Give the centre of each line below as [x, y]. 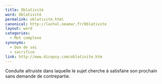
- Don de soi [23, 47]
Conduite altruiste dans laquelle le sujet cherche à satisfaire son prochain [81, 71]
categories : [18, 33]
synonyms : [16, 43]
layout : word [19, 29]
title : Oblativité [24, 10]
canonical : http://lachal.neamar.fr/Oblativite [56, 24]
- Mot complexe [26, 38]
